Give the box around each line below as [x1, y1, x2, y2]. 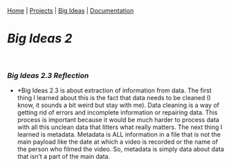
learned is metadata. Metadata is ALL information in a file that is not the [17, 130, 221, 139]
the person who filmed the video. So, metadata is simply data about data [17, 145, 225, 153]
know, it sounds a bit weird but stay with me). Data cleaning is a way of [17, 101, 220, 110]
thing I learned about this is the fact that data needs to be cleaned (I [17, 94, 211, 102]
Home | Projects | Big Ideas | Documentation [7, 7, 134, 14]
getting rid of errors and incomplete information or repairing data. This [17, 108, 218, 117]
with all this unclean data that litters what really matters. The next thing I [17, 123, 223, 131]
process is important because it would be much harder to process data [17, 116, 220, 124]
